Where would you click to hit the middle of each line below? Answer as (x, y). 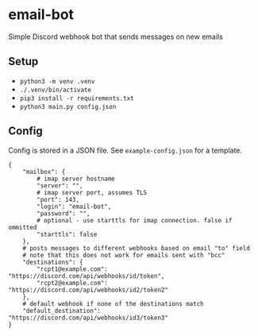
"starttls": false (67, 234)
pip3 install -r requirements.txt (77, 98)
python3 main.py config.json (68, 106)
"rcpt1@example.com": (73, 269)
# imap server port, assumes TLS (92, 192)
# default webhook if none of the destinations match (113, 303)
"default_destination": (62, 311)
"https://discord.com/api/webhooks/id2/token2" (89, 290)
